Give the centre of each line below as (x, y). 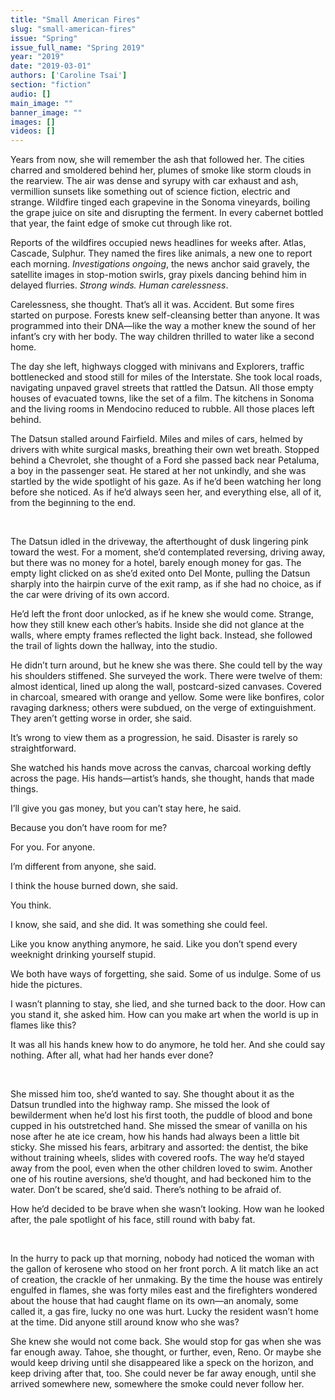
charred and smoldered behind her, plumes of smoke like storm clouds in (161, 170)
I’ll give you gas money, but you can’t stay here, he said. (126, 808)
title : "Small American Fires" (75, 19)
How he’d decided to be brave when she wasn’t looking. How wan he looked (167, 1209)
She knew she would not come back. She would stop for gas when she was (166, 1342)
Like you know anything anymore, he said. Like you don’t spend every (154, 944)
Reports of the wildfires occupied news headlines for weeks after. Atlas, (158, 243)
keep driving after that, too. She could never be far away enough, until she (163, 1373)
